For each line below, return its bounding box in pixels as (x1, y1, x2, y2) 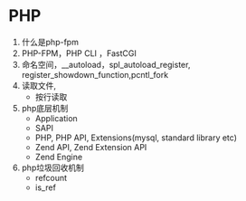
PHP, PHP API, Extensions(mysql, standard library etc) (34, 132, 237, 143)
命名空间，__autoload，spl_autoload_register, (21, 59, 191, 70)
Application (34, 112, 78, 123)
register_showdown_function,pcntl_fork (21, 69, 169, 80)
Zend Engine (34, 151, 83, 162)
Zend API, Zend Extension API (34, 141, 147, 152)
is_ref (34, 182, 56, 193)
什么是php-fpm (21, 36, 79, 47)
